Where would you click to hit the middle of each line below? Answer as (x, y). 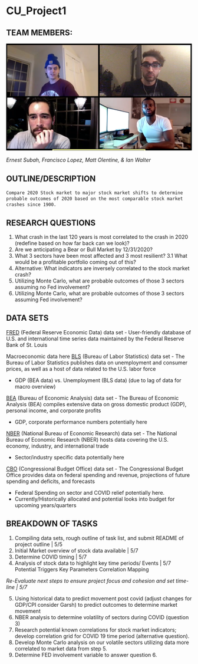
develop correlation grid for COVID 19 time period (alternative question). (102, 636)
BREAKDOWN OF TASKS (52, 524)
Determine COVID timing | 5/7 (51, 557)
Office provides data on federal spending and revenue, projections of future (98, 475)
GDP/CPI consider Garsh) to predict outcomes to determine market (96, 604)
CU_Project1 (36, 11)
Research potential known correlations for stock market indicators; (95, 630)
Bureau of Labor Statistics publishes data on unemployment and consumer (97, 362)
